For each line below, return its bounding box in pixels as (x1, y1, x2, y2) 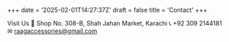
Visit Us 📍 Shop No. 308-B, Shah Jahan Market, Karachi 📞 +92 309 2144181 (7, 19, 223, 27)
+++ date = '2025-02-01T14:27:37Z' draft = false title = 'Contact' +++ (7, 6, 207, 14)
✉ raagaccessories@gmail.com (7, 27, 97, 35)
